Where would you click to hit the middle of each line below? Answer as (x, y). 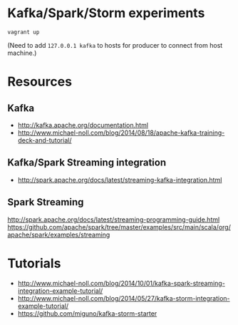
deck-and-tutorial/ (45, 140)
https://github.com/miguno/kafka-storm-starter (87, 313)
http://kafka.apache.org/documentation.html (83, 125)
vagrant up (24, 32)
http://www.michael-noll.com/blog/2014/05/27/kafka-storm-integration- (124, 298)
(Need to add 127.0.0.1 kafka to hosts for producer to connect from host (115, 45)
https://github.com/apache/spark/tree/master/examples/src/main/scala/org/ (119, 227)
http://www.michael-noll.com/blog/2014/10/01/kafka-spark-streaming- (121, 283)
